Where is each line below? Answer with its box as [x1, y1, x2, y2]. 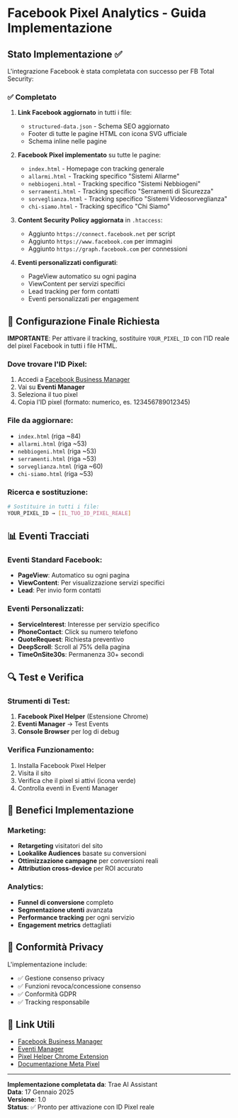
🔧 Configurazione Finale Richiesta [7, 315, 160, 327]
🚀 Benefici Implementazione [7, 804, 135, 816]
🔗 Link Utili [7, 1018, 55, 1030]
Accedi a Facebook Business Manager [17, 376, 130, 384]
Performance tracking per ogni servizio [17, 913, 135, 922]
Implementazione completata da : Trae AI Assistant [7, 1080, 158, 1089]
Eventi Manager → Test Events [17, 720, 109, 728]
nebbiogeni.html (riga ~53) [17, 446, 97, 455]
